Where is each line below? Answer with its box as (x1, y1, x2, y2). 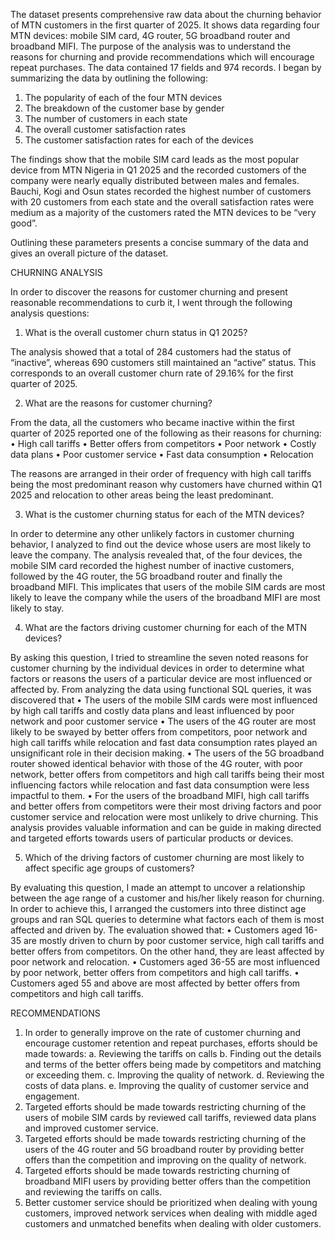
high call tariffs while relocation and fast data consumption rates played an (10, 737, 318, 748)
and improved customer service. (24, 1122, 159, 1134)
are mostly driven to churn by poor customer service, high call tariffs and (23, 935, 325, 946)
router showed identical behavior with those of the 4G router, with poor (10, 758, 303, 769)
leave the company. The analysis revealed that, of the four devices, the (10, 549, 303, 561)
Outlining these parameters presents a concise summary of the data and (10, 237, 309, 248)
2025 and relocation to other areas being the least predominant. (10, 489, 274, 501)
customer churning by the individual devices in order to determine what (10, 662, 305, 674)
